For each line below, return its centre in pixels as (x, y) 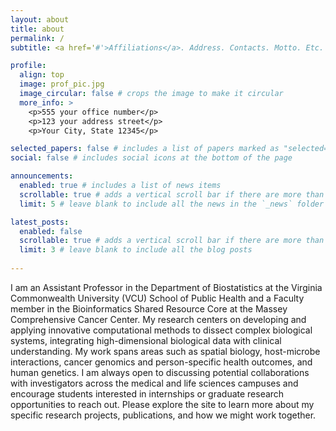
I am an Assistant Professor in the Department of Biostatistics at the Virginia (166, 287)
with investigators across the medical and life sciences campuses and (154, 383)
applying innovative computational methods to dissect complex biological (161, 330)
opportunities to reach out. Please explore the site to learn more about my (162, 404)
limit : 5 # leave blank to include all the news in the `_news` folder (172, 204)
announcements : (42, 176)
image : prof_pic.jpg (62, 84)
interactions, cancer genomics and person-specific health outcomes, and (161, 362)
